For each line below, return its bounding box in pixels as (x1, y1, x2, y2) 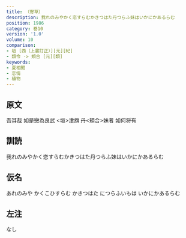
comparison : (6, 43, 36, 49)
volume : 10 (6, 37, 34, 43)
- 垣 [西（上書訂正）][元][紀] (6, 48, 73, 54)
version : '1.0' (6, 31, 44, 37)
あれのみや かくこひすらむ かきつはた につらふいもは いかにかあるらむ (6, 189, 181, 197)
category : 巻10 (6, 25, 43, 32)
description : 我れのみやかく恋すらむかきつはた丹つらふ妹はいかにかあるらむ (6, 14, 175, 20)
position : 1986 (6, 20, 44, 26)
